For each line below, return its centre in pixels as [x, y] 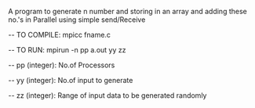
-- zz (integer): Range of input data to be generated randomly [107, 95]
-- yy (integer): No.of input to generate [71, 80]
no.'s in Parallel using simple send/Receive [77, 20]
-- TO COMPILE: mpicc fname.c [60, 35]
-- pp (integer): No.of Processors [62, 65]
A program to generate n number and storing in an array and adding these [127, 11]
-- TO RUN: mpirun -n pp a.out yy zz [67, 50]
